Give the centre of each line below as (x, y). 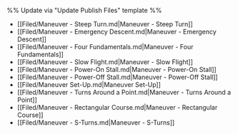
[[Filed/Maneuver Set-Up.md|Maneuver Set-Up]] (89, 84)
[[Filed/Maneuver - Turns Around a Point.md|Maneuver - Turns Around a (124, 92)
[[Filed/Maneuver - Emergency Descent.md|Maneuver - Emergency (117, 32)
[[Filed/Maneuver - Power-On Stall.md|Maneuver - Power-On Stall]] (117, 69)
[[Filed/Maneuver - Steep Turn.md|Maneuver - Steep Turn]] (105, 24)
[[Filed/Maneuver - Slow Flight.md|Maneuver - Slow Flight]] (105, 62)
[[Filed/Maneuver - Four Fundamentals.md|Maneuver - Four (105, 47)
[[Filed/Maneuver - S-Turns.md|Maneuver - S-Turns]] (96, 123)
